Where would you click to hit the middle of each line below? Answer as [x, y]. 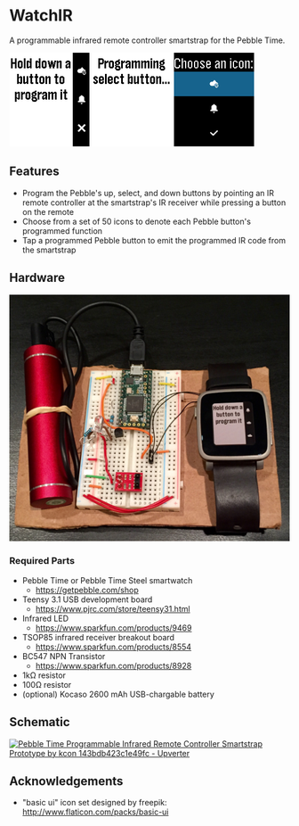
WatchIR [41, 16]
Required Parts [42, 561]
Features [34, 172]
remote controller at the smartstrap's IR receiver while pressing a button [154, 202]
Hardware [37, 278]
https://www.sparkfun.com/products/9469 [113, 628]
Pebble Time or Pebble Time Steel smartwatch [107, 580]
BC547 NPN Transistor [64, 656]
